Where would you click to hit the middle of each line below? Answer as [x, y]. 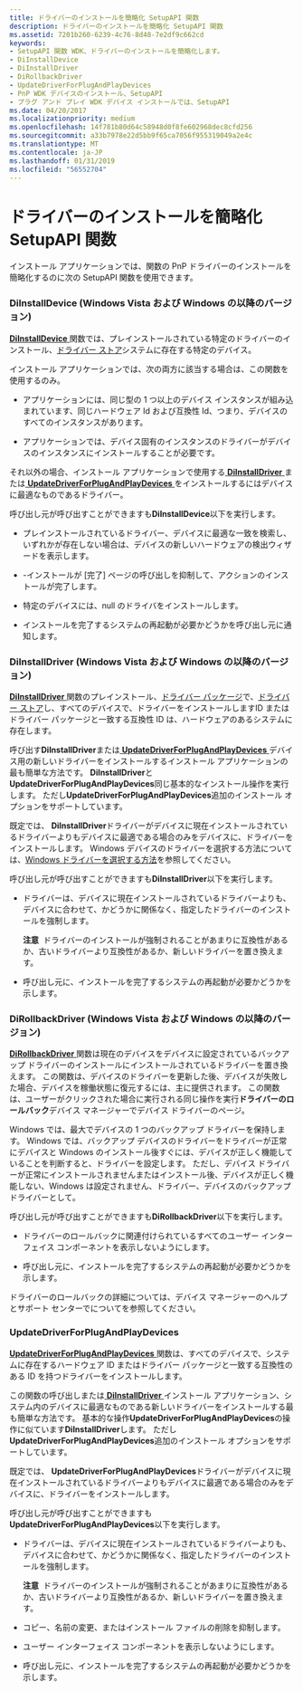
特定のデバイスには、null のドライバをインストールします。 [133, 605]
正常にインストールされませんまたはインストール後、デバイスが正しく [156, 1175]
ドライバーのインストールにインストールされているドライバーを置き [153, 1065]
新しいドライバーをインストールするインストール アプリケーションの [161, 760]
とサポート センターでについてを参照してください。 [105, 1308]
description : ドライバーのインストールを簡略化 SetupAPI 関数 [117, 26]
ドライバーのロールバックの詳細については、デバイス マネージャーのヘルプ [148, 1297]
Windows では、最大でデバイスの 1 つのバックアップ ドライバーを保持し [143, 1130]
